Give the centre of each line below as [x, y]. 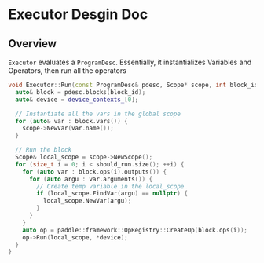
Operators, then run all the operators [68, 71]
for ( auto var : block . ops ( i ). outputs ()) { [95, 172]
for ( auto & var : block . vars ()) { [71, 121]
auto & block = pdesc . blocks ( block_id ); [81, 92]
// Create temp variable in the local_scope [110, 186]
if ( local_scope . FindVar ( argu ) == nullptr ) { [112, 194]
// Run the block [44, 150]
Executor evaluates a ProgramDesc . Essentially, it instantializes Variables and [130, 62]
